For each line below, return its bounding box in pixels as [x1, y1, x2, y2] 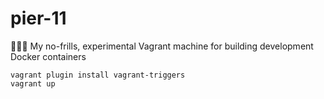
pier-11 [10, 7, 67, 30]
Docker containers [10, 50, 87, 62]
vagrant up [10, 78, 56, 89]
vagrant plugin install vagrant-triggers [10, 70, 186, 80]
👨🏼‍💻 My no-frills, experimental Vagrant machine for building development [10, 40, 314, 52]
